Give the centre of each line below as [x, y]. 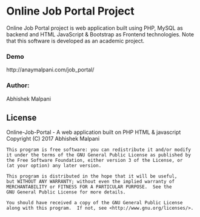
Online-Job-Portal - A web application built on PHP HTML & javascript [94, 132]
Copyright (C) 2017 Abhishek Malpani [53, 139]
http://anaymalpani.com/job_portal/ [50, 70]
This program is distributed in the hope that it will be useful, [92, 176]
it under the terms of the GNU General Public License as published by [98, 155]
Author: [18, 85]
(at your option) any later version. [54, 166]
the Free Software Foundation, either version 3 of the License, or [95, 161]
